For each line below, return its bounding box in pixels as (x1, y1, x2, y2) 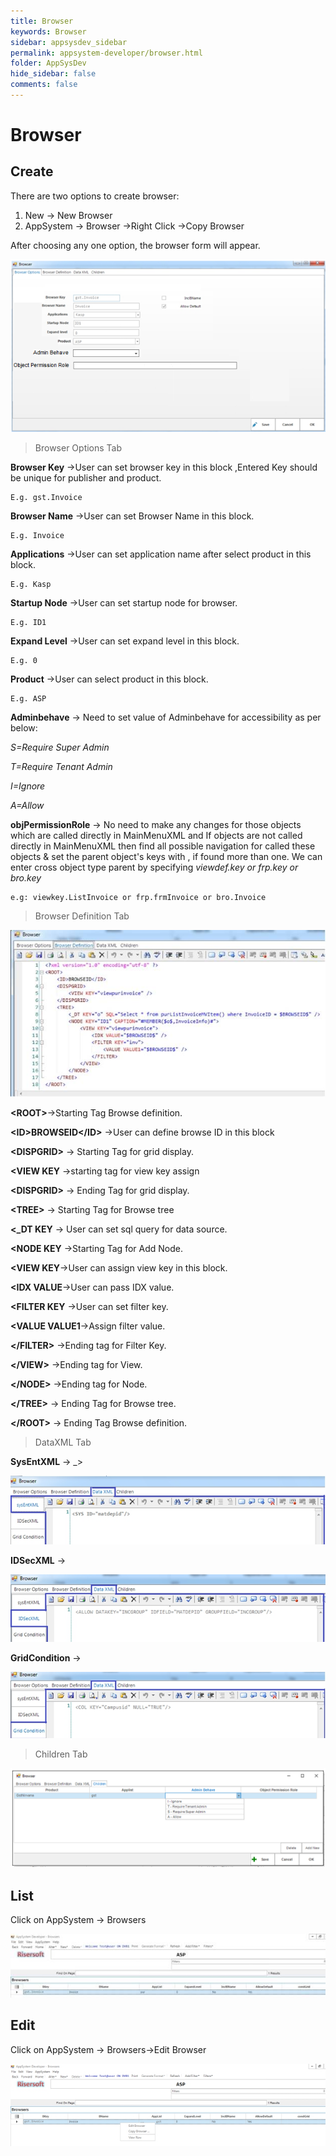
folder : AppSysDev (10, 58, 87, 69)
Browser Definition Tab (34, 910, 130, 922)
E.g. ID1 (10, 618, 47, 628)
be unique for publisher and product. (10, 472, 162, 484)
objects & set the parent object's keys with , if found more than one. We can (10, 851, 323, 863)
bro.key (10, 872, 42, 884)
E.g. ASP (10, 694, 47, 704)
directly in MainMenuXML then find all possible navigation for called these (10, 840, 316, 852)
